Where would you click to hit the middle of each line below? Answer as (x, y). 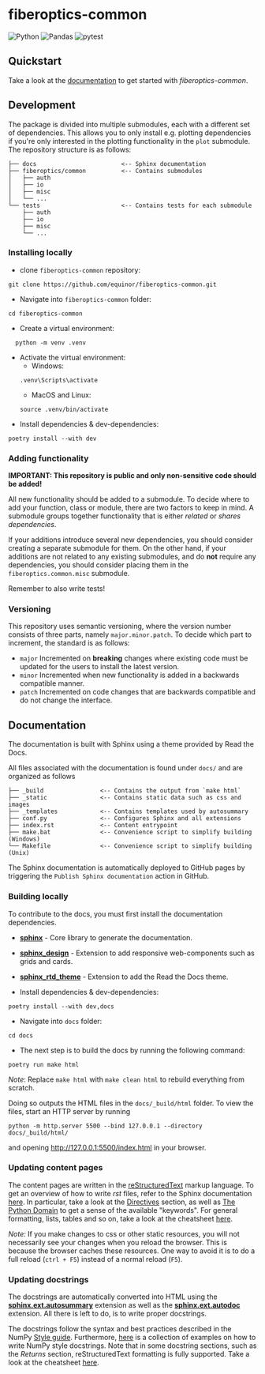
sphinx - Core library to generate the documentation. (106, 937)
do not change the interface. (66, 700)
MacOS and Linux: (61, 395)
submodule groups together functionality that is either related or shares (125, 516)
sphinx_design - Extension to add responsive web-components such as (137, 953)
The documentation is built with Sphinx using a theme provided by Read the (131, 744)
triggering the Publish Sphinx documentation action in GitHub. (109, 876)
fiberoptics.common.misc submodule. (69, 574)
